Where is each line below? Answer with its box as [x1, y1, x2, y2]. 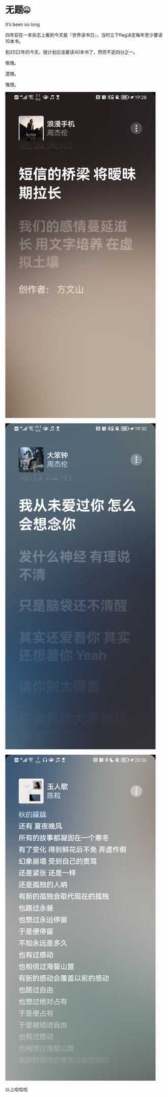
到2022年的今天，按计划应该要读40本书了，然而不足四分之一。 [5, 49, 138, 55]
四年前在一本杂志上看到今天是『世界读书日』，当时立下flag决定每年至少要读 [5, 32, 163, 38]
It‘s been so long [5, 21, 40, 28]
